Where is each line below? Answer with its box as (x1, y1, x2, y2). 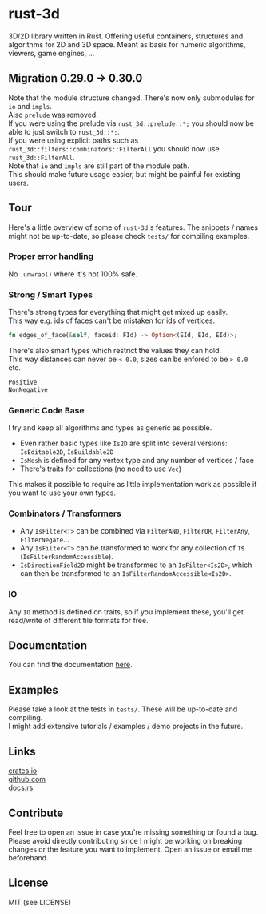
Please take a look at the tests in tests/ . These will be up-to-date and (8, 704, 238, 714)
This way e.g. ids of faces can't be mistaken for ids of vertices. (8, 316, 216, 325)
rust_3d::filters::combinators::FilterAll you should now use (8, 143, 220, 153)
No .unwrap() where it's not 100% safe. (8, 269, 138, 279)
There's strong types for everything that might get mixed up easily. (8, 308, 228, 317)
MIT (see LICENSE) (8, 897, 72, 907)
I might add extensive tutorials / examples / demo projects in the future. (8, 722, 244, 731)
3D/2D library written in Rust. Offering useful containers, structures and (8, 31, 244, 41)
